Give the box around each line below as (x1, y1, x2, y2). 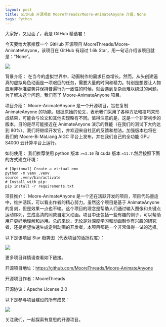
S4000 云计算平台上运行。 (5, 140, 59, 146)
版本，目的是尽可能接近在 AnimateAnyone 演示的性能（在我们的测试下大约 (5, 121, 157, 127)
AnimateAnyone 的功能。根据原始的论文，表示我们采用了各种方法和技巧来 (5, 109, 156, 115)
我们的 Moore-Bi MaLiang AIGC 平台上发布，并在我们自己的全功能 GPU (5, 133, 150, 139)
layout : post (5, 7, 32, 12)
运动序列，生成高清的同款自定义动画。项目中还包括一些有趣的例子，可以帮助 (5, 212, 161, 218)
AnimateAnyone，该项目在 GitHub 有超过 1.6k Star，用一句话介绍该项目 (5, 48, 151, 54)
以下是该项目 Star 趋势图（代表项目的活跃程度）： (5, 235, 105, 241)
